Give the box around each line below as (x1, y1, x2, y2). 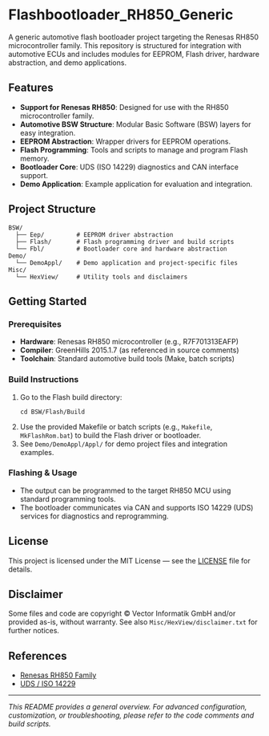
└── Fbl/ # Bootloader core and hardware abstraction (15, 245, 227, 253)
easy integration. (19, 128, 76, 137)
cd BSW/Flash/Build (19, 408, 86, 416)
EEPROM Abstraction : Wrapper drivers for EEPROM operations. (19, 136, 231, 146)
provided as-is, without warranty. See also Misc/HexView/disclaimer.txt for (8, 617, 258, 627)
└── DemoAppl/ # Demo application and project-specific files (15, 258, 239, 266)
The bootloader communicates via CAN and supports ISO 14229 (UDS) (19, 502, 254, 512)
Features (8, 81, 54, 95)
